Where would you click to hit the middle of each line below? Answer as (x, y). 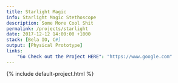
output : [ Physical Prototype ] (45, 46)
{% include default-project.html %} (50, 73)
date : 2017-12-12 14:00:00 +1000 (49, 34)
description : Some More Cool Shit (50, 23)
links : (15, 51)
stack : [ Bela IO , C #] (34, 40)
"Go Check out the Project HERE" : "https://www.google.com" (95, 57)
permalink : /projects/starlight (47, 29)
